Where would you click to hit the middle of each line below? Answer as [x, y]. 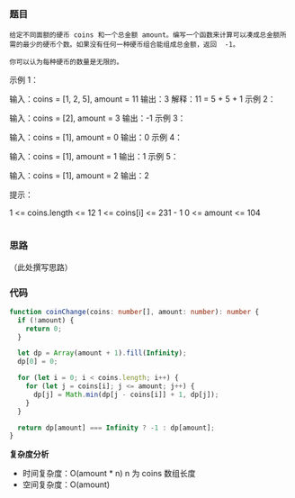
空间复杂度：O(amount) [66, 484]
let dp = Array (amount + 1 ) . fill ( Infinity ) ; [102, 353]
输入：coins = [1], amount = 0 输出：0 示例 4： [96, 138]
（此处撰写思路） [41, 267]
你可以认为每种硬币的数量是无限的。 [67, 62]
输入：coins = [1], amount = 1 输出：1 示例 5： [94, 157]
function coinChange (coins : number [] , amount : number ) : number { [134, 312]
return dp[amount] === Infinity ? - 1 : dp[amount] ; [116, 428]
